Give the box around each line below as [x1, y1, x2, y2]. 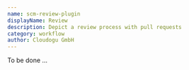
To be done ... [7, 56, 48, 64]
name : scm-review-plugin [7, 10, 81, 18]
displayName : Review [7, 17, 69, 24]
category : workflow [7, 30, 65, 37]
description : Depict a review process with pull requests [7, 23, 182, 30]
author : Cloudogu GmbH [7, 37, 74, 44]
